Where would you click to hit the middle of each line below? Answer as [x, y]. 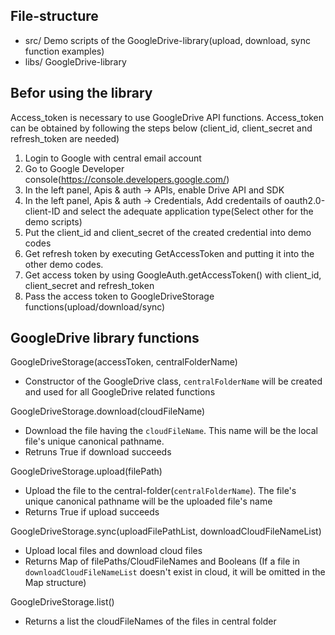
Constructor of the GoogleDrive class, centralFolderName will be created [173, 381]
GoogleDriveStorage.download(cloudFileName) [108, 411]
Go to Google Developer [74, 168]
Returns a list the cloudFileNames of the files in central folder [150, 621]
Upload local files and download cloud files [113, 551]
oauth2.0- [305, 200]
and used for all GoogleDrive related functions [120, 392]
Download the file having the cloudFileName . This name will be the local [171, 431]
